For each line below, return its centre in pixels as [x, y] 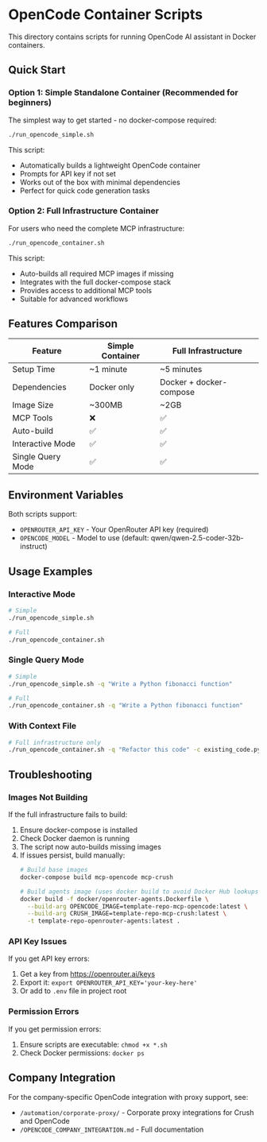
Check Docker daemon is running [74, 838]
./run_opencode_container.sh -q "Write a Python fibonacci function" [126, 706]
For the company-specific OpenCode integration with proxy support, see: [128, 1097]
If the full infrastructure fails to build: [68, 815]
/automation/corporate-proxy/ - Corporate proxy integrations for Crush [137, 1112]
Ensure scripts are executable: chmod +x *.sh [94, 1044]
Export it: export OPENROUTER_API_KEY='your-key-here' [108, 982]
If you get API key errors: [49, 958]
